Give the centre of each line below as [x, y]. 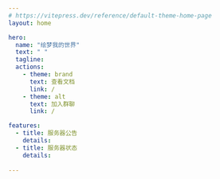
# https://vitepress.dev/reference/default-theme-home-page [110, 16]
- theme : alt [44, 96]
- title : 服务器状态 [47, 148]
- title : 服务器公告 [47, 133]
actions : [30, 67]
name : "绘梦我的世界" [47, 45]
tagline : [30, 60]
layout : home [30, 23]
